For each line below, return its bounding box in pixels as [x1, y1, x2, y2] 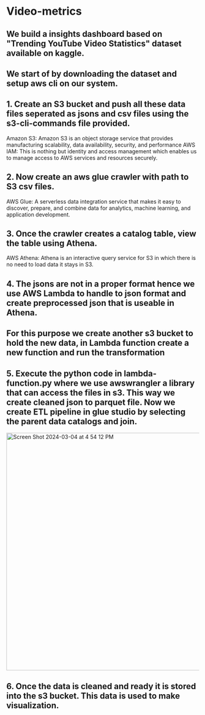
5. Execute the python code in [6, 368, 122, 378]
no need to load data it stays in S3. [6, 261, 94, 268]
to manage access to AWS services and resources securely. [6, 154, 158, 161]
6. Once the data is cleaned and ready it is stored [6, 681, 196, 692]
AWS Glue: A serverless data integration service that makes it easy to [6, 197, 182, 205]
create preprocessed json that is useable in [6, 297, 174, 308]
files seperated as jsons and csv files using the [6, 109, 189, 119]
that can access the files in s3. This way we [6, 388, 176, 398]
